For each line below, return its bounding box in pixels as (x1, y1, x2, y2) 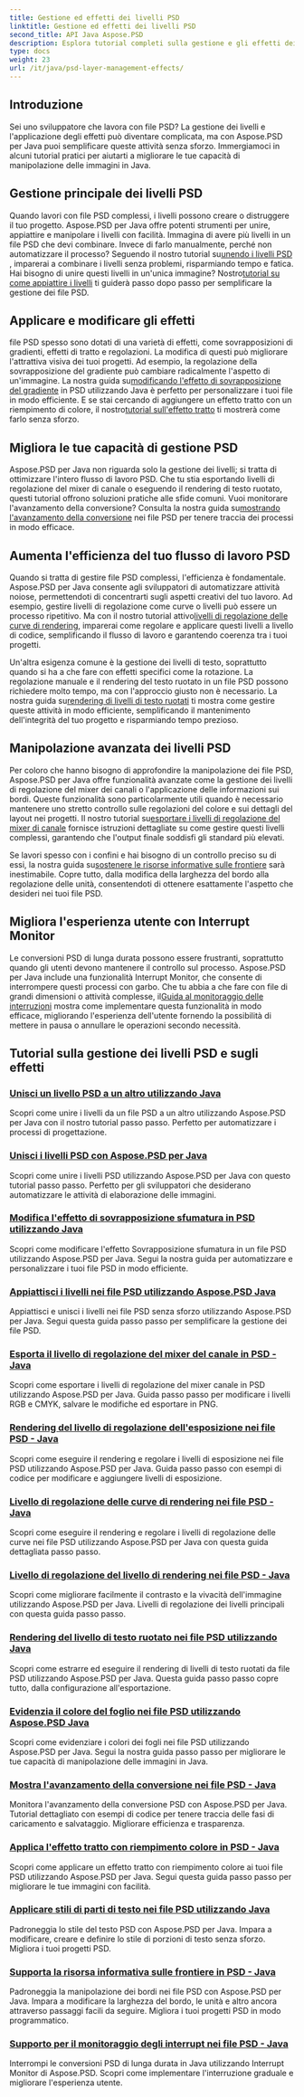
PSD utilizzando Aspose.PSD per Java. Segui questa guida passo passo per (9, 1871, 292, 1882)
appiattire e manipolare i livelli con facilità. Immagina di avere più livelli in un (9, 229, 291, 240)
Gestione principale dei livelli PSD (9, 186, 204, 202)
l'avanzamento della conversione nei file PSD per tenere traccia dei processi (9, 512, 294, 523)
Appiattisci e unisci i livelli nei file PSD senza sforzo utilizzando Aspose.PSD (9, 1306, 292, 1317)
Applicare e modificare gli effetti (9, 313, 195, 328)
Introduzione (9, 97, 84, 113)
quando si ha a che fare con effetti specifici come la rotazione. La (9, 666, 253, 677)
